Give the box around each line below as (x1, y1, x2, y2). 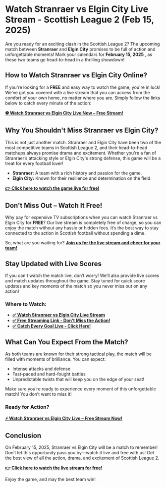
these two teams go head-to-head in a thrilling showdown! (5, 56, 125, 62)
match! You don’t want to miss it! (5, 391, 72, 397)
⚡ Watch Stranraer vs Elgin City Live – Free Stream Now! (5, 415, 123, 421)
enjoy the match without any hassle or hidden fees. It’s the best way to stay (5, 225, 159, 231)
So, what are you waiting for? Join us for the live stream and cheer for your (5, 240, 161, 246)
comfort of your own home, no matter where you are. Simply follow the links (5, 95, 161, 101)
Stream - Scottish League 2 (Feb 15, (5, 14, 155, 25)
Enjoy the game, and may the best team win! (5, 477, 96, 483)
